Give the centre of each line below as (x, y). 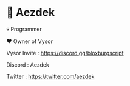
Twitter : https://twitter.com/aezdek (50, 76)
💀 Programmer (24, 29)
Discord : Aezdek (28, 64)
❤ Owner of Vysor (30, 41)
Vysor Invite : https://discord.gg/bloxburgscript (65, 53)
